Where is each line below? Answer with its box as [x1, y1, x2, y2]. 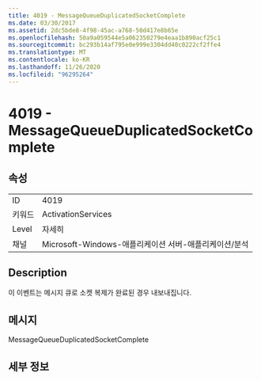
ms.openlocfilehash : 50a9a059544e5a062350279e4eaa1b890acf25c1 [8, 33, 221, 42]
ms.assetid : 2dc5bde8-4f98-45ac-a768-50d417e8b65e [8, 26, 179, 34]
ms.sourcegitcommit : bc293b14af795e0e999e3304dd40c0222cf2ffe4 [8, 41, 221, 49]
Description [8, 266, 67, 279]
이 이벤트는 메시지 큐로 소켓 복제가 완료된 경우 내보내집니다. [8, 288, 192, 298]
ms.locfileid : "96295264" [8, 70, 93, 78]
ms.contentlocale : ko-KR [8, 56, 90, 64]
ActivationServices [42, 208, 112, 219]
